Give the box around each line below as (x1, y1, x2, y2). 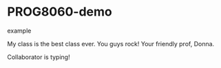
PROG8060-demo (7, 4, 112, 20)
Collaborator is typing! (7, 52, 70, 61)
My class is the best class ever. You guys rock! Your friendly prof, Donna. (7, 39, 215, 48)
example (7, 27, 32, 35)
